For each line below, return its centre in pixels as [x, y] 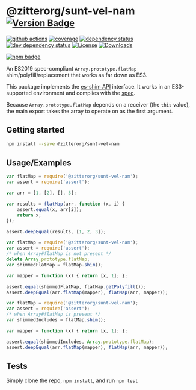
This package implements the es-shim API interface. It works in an [88, 86]
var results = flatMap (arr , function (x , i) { [66, 204]
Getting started [35, 130]
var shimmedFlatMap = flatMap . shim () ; [55, 265]
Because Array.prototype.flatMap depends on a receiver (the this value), [98, 104]
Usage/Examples [39, 163]
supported [19, 93]
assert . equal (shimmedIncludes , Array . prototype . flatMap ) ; [80, 342]
